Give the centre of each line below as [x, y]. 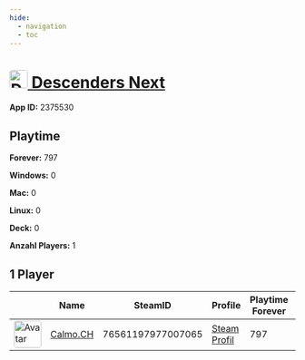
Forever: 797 [34, 158]
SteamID [153, 305]
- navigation [42, 26]
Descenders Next [98, 82]
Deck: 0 [25, 229]
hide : [20, 18]
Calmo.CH [72, 334]
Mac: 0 [23, 193]
